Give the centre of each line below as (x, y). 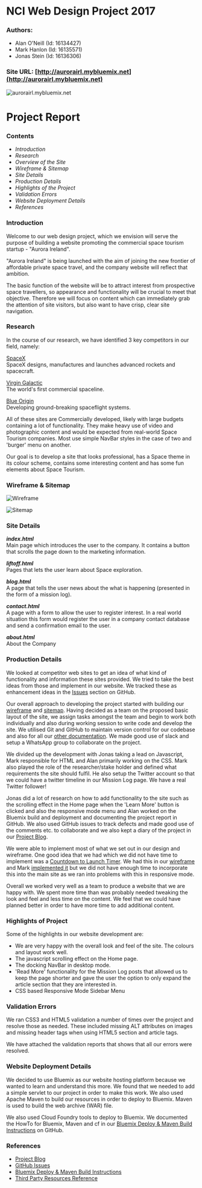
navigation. (20, 311)
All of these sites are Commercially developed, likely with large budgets (95, 419)
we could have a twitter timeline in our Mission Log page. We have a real (96, 780)
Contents (20, 136)
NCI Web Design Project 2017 (81, 11)
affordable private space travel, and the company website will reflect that (97, 267)
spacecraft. (21, 371)
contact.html (23, 606)
